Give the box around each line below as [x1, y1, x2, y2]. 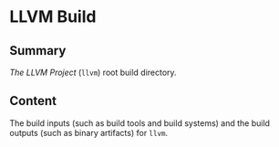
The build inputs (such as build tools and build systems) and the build [9, 117, 271, 129]
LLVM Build [9, 6, 97, 27]
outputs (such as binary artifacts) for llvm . [9, 127, 169, 138]
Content [9, 93, 57, 109]
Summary [9, 43, 67, 58]
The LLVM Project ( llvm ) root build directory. [9, 67, 177, 78]
